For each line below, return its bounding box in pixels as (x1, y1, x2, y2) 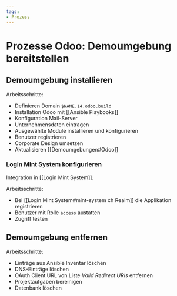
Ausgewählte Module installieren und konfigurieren (14, 127, 139, 134)
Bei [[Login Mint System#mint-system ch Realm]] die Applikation (14, 196, 172, 203)
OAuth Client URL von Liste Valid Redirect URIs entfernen (14, 271, 153, 279)
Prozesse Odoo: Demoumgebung (6, 39, 172, 53)
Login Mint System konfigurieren (6, 160, 102, 169)
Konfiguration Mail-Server (14, 115, 78, 122)
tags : (6, 8, 19, 15)
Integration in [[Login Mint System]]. (6, 174, 94, 181)
